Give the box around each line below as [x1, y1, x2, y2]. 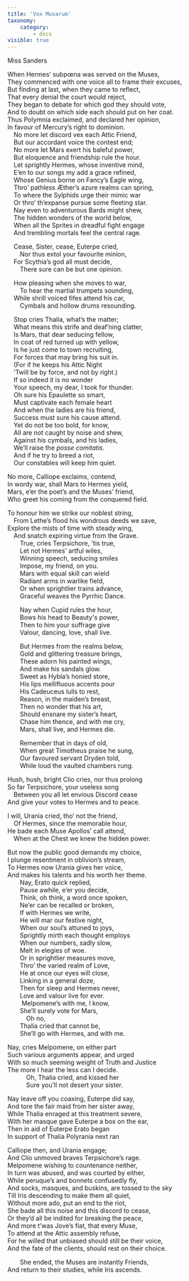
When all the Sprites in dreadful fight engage [13, 221, 145, 229]
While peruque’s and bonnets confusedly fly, [7, 1177, 139, 1185]
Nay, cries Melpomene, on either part [7, 1043, 117, 1052]
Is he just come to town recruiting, [13, 345, 114, 354]
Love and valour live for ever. [20, 992, 105, 1000]
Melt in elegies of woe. [20, 946, 87, 955]
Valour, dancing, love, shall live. [20, 628, 112, 637]
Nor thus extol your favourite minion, [20, 250, 127, 259]
